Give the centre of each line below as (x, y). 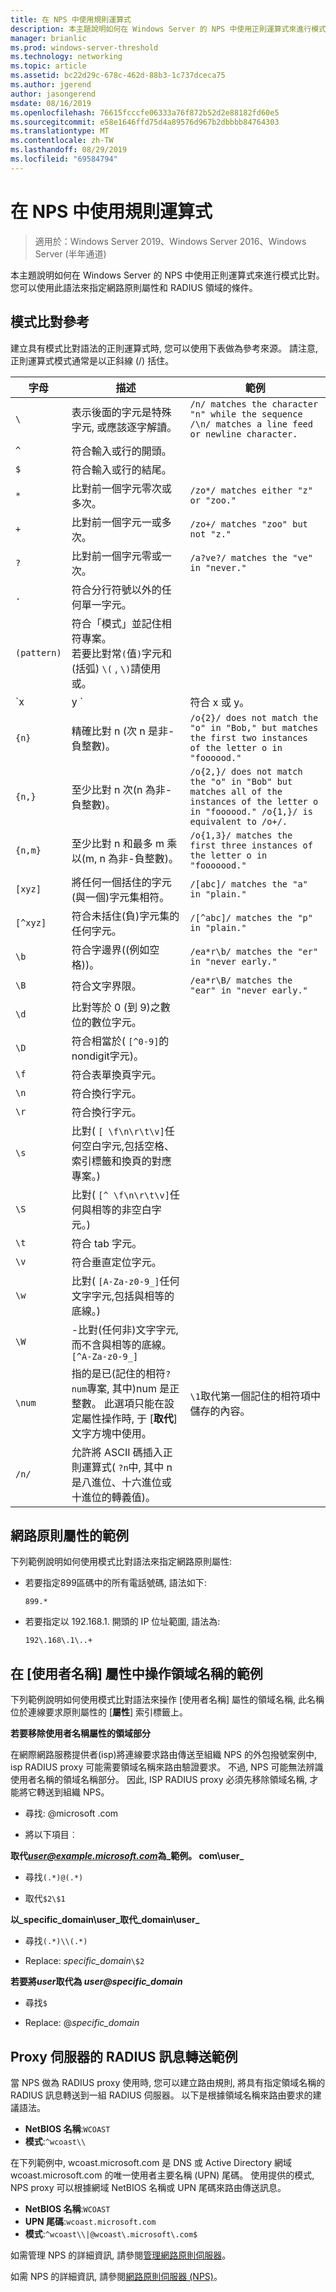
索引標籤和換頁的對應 (121, 1161)
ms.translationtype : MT (60, 131)
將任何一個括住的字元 (121, 882)
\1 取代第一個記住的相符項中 (255, 1396)
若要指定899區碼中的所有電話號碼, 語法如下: (115, 1583)
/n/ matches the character (254, 404)
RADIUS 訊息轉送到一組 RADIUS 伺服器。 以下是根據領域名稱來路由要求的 (161, 2095)
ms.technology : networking (66, 57)
